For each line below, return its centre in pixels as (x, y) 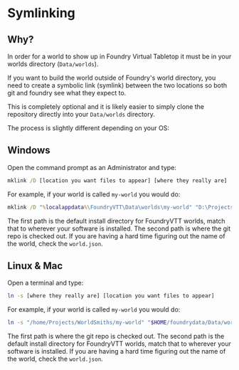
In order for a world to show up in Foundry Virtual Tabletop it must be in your (119, 56)
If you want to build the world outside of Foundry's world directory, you (112, 78)
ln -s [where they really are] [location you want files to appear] (111, 296)
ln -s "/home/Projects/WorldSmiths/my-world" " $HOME (87, 323)
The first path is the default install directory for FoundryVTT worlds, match (116, 221)
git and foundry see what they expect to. (67, 93)
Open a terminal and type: (46, 283)
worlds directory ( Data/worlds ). (53, 64)
